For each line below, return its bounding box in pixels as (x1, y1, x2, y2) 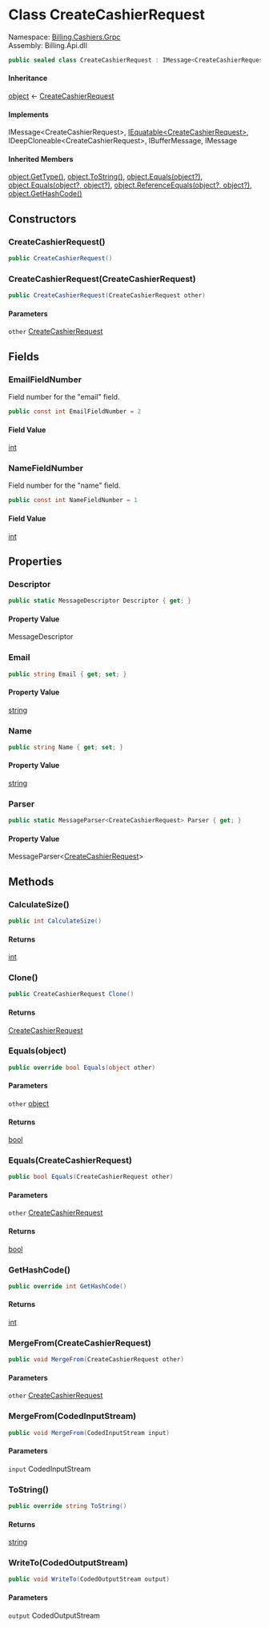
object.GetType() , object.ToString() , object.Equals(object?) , (8, 172, 203, 182)
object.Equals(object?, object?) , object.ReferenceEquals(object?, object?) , (8, 180, 252, 190)
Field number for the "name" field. (8, 480, 121, 490)
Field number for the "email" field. (8, 392, 120, 402)
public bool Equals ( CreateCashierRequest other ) (8, 1173, 174, 1181)
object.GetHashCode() (8, 189, 82, 199)
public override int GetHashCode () (8, 1282, 127, 1290)
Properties (8, 554, 62, 568)
